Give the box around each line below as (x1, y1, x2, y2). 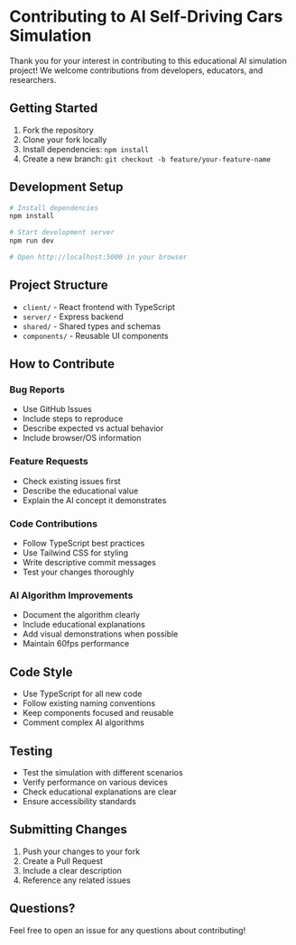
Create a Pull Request (22, 855, 104, 867)
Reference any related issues (22, 875, 131, 885)
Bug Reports (9, 383, 65, 396)
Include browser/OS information (22, 433, 142, 444)
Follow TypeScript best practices (22, 538, 145, 549)
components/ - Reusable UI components (22, 330, 169, 341)
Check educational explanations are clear (22, 786, 178, 797)
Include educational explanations (22, 619, 146, 630)
